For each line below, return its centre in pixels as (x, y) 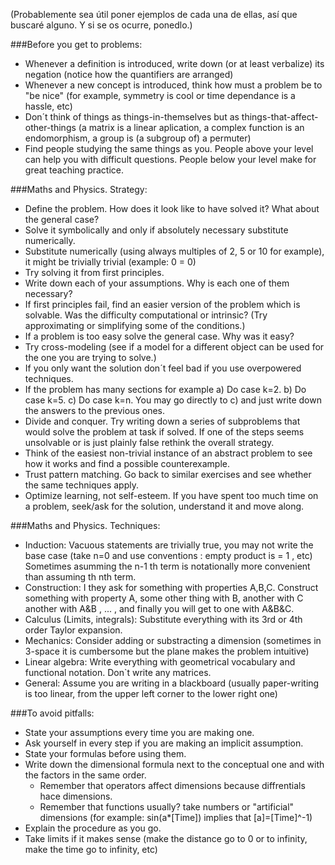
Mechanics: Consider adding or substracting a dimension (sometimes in (173, 640)
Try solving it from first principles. (94, 272)
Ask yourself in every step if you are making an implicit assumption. (164, 743)
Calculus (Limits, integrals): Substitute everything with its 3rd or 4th (163, 619)
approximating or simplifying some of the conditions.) (135, 325)
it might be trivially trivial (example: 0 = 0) (110, 262)
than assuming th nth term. (80, 577)
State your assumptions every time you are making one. (139, 732)
